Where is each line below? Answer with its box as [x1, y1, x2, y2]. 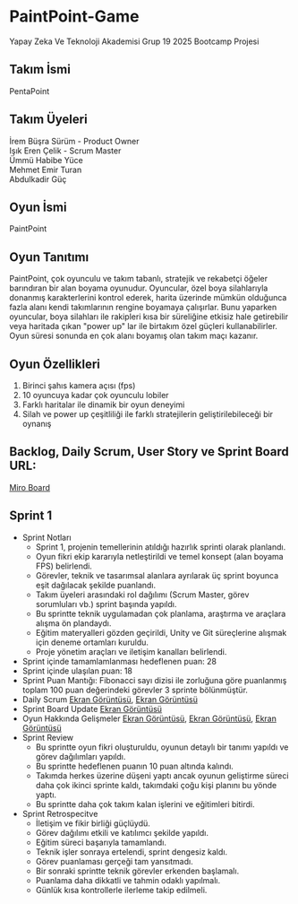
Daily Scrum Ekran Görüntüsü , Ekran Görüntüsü [21, 693, 199, 705]
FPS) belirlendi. [35, 561, 92, 571]
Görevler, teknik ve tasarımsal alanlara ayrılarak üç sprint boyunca [35, 569, 279, 580]
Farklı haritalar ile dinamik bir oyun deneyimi [21, 399, 185, 410]
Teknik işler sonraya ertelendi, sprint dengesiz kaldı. [35, 846, 228, 857]
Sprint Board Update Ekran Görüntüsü [21, 703, 163, 714]
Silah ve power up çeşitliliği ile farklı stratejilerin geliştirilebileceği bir [21, 409, 274, 419]
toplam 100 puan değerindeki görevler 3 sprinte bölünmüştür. [21, 684, 249, 695]
